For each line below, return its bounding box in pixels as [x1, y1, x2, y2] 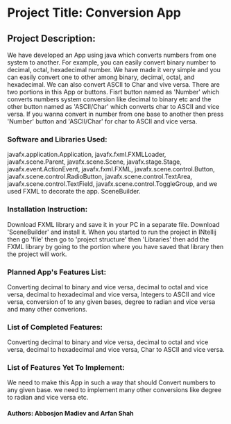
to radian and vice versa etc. [7, 393, 89, 402]
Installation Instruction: [7, 205, 88, 214]
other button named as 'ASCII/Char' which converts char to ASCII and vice [7, 103, 220, 110]
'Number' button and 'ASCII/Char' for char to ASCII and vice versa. [7, 117, 198, 126]
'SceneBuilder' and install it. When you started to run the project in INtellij [7, 228, 216, 236]
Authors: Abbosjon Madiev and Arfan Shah [7, 409, 134, 418]
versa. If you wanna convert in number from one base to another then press [7, 110, 224, 118]
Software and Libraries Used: [7, 134, 108, 144]
